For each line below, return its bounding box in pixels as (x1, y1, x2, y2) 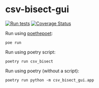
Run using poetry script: (5, 49, 56, 55)
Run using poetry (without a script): (5, 68, 80, 74)
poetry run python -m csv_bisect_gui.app (5, 77, 94, 82)
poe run (5, 40, 22, 45)
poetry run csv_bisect (5, 58, 53, 64)
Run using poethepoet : (5, 30, 53, 36)
